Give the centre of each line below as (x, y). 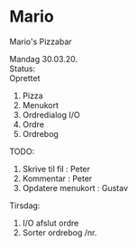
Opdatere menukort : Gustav (75, 188)
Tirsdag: (25, 206)
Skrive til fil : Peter (56, 169)
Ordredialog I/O (51, 114)
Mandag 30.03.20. (44, 59)
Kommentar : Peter (57, 178)
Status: (23, 69)
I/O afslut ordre (50, 223)
